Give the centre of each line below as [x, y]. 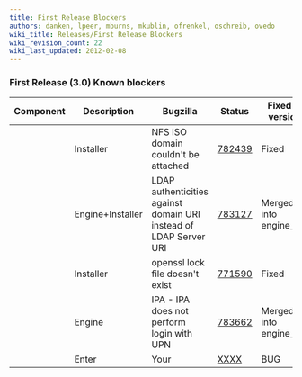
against [167, 203]
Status [235, 112]
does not [170, 311]
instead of [173, 226]
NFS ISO [169, 132]
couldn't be [175, 155]
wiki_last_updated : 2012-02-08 [68, 51]
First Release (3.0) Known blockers [88, 83]
